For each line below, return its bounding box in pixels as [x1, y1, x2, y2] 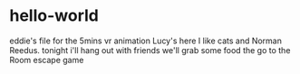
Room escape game [9, 54, 84, 65]
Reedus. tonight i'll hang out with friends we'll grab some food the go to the [9, 44, 291, 55]
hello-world [9, 5, 100, 26]
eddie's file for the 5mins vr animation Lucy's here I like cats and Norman [9, 35, 283, 46]
